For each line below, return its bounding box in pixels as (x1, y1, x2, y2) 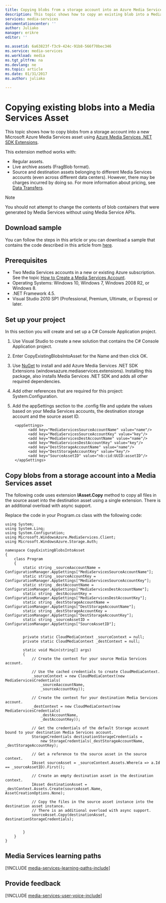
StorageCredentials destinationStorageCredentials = (31, 734, 142, 739)
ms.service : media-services (5, 48, 63, 54)
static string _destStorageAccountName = (23, 600, 110, 605)
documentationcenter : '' (5, 21, 56, 26)
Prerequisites (5, 256, 47, 265)
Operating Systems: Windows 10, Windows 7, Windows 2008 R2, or (12, 280, 150, 286)
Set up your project (5, 315, 66, 324)
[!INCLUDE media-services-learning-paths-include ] (5, 865, 110, 871)
